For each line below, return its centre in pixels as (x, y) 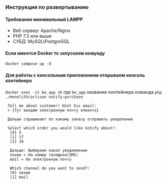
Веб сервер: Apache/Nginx (41, 31)
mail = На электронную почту (41, 159)
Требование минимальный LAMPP (44, 19)
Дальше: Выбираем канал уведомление (49, 150)
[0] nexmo (20, 173)
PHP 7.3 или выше (32, 36)
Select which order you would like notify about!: (62, 128)
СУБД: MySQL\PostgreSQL (41, 41)
